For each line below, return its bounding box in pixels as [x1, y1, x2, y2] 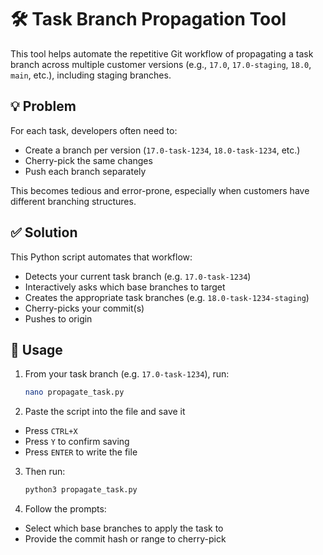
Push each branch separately [24, 165, 147, 177]
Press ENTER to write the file [24, 446, 138, 458]
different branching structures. [10, 195, 137, 207]
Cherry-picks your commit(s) [24, 302, 145, 314]
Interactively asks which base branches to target [24, 281, 226, 293]
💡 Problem [10, 98, 77, 115]
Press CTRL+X [24, 425, 78, 437]
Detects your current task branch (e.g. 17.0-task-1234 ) [24, 270, 252, 282]
